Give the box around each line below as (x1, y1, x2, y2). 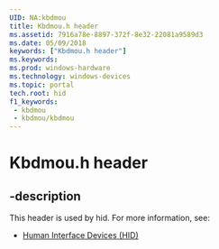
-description (9, 189, 81, 204)
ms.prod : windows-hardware (9, 64, 111, 73)
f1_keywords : (9, 97, 59, 106)
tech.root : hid (9, 88, 67, 97)
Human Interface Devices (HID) (22, 230, 140, 241)
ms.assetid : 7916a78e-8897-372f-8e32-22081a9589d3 (9, 30, 204, 39)
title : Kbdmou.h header (9, 22, 99, 31)
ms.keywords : (9, 55, 59, 64)
